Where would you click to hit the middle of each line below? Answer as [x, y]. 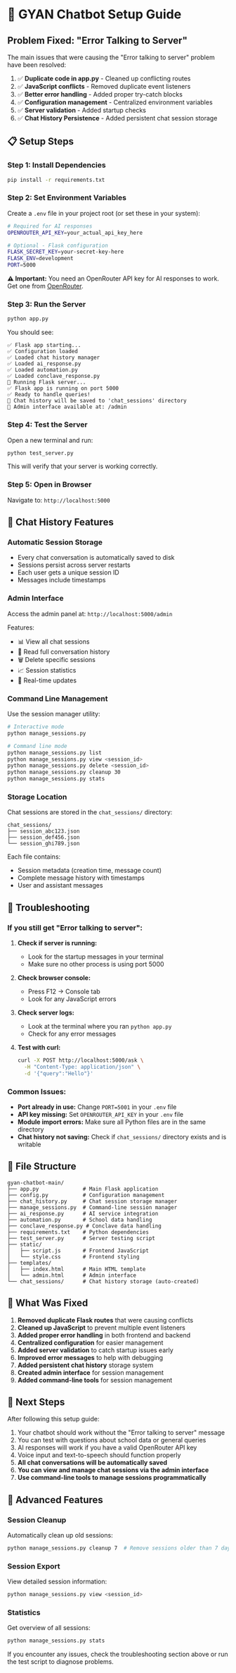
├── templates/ [29, 1263]
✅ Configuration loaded [43, 352]
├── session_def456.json [44, 838]
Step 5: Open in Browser [50, 484]
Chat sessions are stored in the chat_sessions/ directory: [90, 812]
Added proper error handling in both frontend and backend [104, 1335]
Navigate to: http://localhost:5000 [59, 500]
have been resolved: [37, 65]
